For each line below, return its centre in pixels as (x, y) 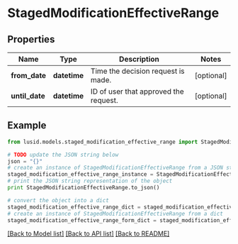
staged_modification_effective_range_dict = (74, 207)
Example (27, 126)
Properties (31, 39)
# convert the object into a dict (58, 200)
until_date (28, 96)
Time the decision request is (138, 71)
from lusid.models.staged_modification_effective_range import (103, 142)
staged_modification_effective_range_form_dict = (82, 220)
